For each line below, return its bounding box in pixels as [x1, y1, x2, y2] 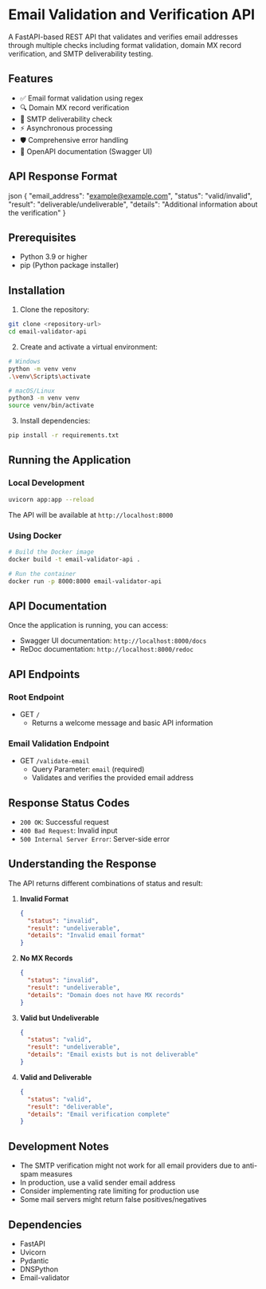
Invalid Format [19, 893, 69, 903]
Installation [8, 283, 65, 297]
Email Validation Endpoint [8, 738, 110, 749]
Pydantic [19, 1255, 49, 1265]
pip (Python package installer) [19, 261, 119, 270]
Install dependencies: [19, 416, 91, 426]
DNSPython [19, 1264, 58, 1274]
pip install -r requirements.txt [8, 432, 119, 440]
